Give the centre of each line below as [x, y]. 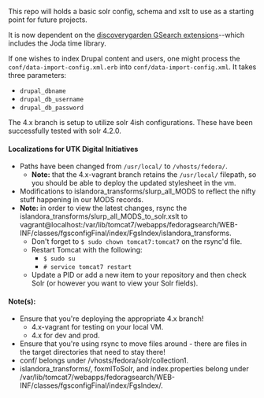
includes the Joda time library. [57, 43]
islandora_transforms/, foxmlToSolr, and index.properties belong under [134, 369]
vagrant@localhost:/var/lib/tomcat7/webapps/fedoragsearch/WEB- [128, 225]
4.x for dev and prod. [65, 335]
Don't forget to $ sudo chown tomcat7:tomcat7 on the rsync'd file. [137, 241]
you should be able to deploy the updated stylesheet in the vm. [134, 183]
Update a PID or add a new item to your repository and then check [139, 275]
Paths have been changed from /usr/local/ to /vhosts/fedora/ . [123, 166]
